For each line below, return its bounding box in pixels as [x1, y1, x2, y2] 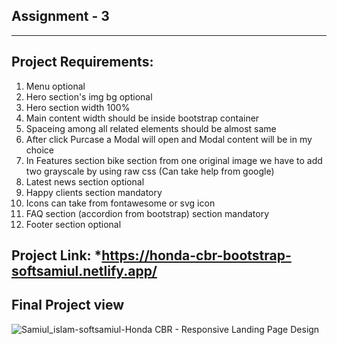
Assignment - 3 [11, 8, 110, 25]
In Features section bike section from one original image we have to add [25, 154, 323, 166]
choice [25, 144, 55, 156]
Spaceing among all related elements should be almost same [25, 122, 277, 134]
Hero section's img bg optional [25, 90, 153, 103]
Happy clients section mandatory [25, 186, 163, 198]
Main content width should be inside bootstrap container [25, 112, 260, 124]
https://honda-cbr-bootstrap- [101, 247, 292, 264]
